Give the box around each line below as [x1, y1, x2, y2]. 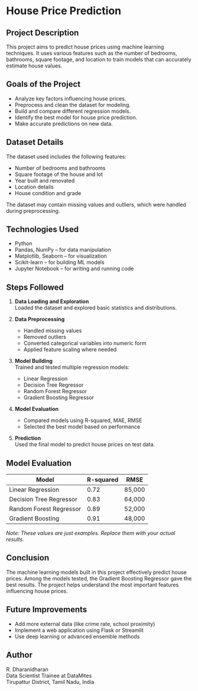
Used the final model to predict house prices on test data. [14, 441, 155, 448]
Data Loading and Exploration [14, 298, 89, 305]
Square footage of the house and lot [14, 170, 103, 178]
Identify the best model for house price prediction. [14, 113, 138, 121]
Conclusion [6, 553, 50, 563]
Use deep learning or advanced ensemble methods [14, 632, 140, 640]
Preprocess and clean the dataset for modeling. [14, 101, 131, 108]
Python [14, 240, 33, 247]
